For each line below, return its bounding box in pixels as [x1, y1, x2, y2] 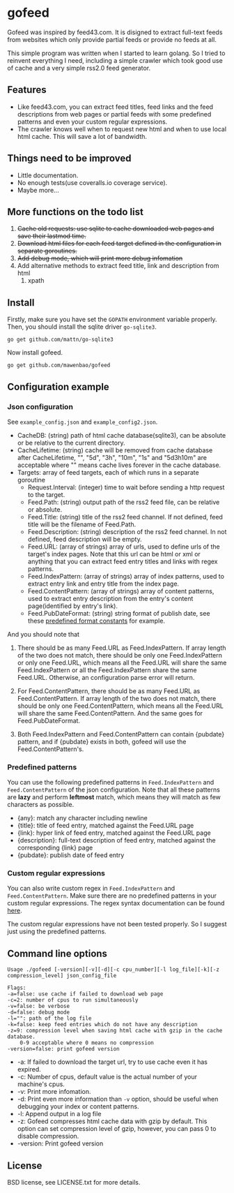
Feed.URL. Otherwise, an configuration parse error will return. [17, 673, 195, 681]
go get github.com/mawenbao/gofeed [7, 362, 111, 369]
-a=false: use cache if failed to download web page [7, 991, 164, 998]
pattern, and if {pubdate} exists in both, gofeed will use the [17, 737, 187, 746]
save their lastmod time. [17, 232, 86, 240]
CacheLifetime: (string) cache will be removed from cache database [17, 445, 213, 454]
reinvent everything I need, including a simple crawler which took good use [7, 56, 223, 64]
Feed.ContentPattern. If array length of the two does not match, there [17, 694, 217, 702]
